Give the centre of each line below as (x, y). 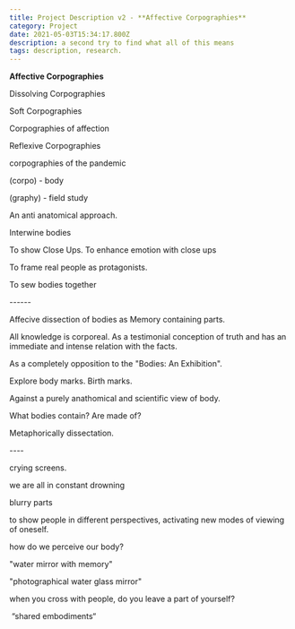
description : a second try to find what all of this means (122, 43)
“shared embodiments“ (54, 616)
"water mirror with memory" (61, 564)
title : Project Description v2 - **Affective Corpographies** (128, 17)
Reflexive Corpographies (55, 146)
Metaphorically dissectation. (62, 433)
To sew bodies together (53, 285)
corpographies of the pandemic (68, 163)
